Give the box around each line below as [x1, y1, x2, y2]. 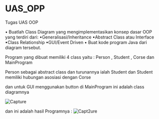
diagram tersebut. [5, 44, 41, 50]
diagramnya [5, 89, 30, 95]
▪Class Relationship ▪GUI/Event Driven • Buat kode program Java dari [5, 39, 147, 45]
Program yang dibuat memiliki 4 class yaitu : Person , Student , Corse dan [5, 54, 155, 60]
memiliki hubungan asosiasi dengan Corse [5, 74, 91, 80]
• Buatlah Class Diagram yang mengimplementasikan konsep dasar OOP [5, 29, 153, 35]
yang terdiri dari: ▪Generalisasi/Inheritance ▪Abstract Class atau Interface [5, 34, 154, 40]
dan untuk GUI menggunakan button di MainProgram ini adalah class [5, 83, 144, 89]
